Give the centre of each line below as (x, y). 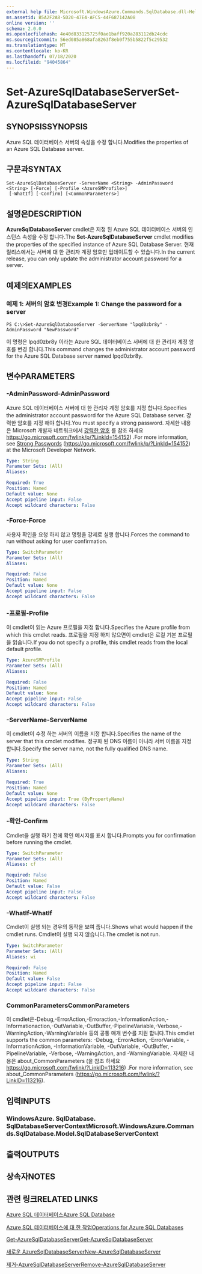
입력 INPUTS (29, 1101)
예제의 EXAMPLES (39, 285)
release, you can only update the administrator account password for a (94, 259)
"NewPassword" (62, 329)
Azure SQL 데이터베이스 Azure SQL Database (61, 1214)
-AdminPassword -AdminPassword (58, 394)
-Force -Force (26, 521)
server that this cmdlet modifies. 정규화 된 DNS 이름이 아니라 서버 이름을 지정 (99, 741)
